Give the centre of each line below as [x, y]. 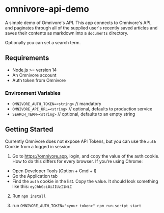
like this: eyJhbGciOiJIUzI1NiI [42, 186]
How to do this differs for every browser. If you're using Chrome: [78, 161]
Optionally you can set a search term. [43, 42]
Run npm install [29, 196]
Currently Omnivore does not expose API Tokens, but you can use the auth [81, 141]
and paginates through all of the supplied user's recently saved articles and [82, 27]
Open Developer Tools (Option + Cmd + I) [54, 171]
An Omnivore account [34, 75]
